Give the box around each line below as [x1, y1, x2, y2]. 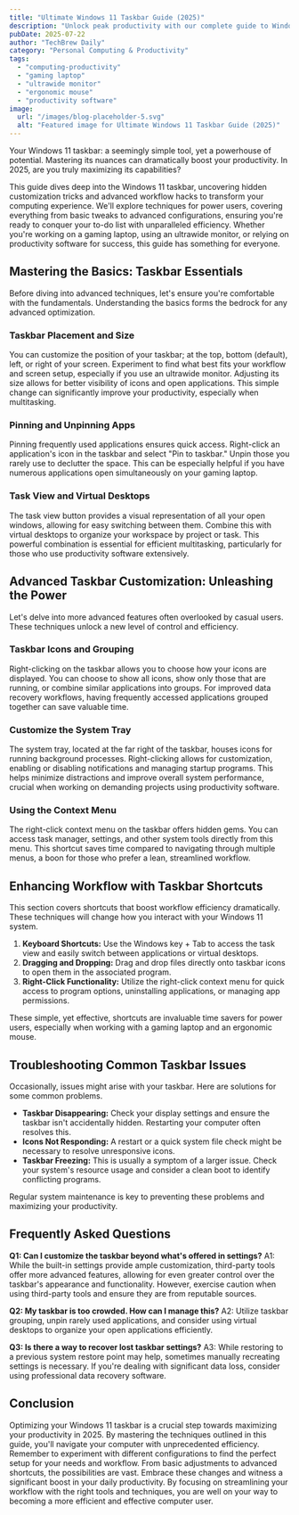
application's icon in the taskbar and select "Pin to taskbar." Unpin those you [9, 449, 290, 459]
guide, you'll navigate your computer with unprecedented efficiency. [9, 1438, 260, 1449]
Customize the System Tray [9, 723, 132, 736]
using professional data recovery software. [9, 1370, 166, 1380]
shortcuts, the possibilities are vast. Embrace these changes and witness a [9, 1467, 283, 1478]
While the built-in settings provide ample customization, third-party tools [9, 1259, 276, 1271]
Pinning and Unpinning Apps [9, 419, 136, 432]
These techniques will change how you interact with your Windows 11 [9, 911, 263, 923]
